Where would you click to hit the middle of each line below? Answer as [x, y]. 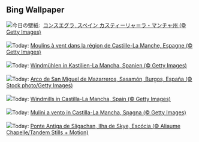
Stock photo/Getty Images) [40, 85]
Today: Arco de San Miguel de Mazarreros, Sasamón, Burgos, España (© [102, 79]
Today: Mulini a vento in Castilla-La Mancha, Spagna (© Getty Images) [99, 112]
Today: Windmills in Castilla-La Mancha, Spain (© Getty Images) [91, 99]
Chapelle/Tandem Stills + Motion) [47, 132]
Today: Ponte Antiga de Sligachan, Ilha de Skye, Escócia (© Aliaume [97, 126]
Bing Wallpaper [35, 10]
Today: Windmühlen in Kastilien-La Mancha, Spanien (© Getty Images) [99, 65]
